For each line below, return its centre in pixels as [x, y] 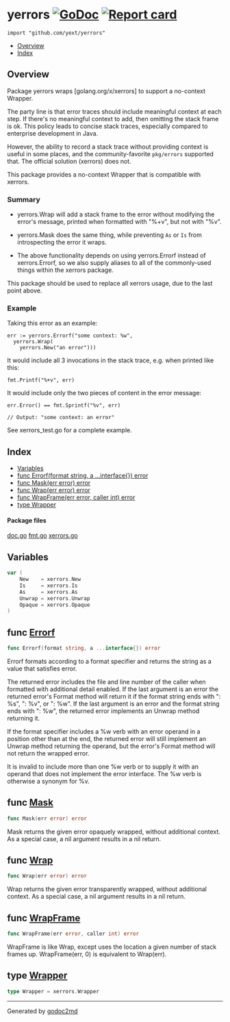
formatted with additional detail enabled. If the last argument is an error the [113, 689]
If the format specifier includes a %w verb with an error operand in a [104, 731]
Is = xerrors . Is [49, 586]
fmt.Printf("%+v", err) [41, 380]
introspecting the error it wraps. [62, 242]
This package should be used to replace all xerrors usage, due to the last [110, 284]
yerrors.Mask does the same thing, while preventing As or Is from [109, 235]
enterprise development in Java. [53, 133]
